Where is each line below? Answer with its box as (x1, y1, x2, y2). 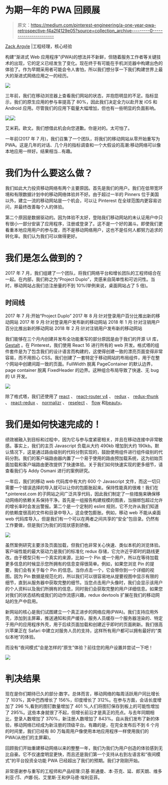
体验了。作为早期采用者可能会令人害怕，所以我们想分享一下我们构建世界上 (5, 66, 158, 72)
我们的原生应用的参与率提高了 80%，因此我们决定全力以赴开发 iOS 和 (13, 98, 157, 105)
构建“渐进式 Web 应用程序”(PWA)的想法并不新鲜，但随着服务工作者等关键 (5, 53, 156, 60)
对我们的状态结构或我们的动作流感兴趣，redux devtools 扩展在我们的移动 (5, 592, 156, 598)
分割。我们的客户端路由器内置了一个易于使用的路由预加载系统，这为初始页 (9, 455, 163, 461)
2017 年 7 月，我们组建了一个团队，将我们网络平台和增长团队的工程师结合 (5, 270, 157, 276)
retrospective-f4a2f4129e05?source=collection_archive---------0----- (17, 27, 163, 33)
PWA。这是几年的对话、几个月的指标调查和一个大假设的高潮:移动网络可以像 (5, 142, 161, 148)
